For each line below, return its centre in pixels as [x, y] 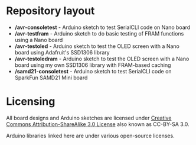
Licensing [31, 101]
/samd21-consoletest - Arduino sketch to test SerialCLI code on [93, 71]
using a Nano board [39, 40]
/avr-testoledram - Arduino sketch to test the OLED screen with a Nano [102, 59]
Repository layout [50, 11]
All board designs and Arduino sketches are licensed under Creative [89, 118]
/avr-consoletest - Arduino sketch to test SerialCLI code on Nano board [102, 27]
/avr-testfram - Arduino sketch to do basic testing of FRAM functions [99, 33]
